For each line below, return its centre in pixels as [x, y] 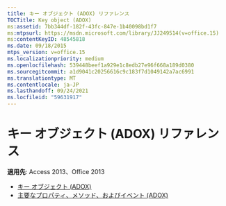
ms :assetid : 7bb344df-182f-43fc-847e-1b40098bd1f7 [82, 26]
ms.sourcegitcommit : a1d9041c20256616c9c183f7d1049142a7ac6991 [101, 71]
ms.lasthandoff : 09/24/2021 [48, 91]
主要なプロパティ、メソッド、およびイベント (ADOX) [93, 195]
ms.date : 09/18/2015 [37, 46]
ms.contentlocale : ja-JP [43, 85]
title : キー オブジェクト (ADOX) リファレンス [68, 14]
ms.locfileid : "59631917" [45, 98]
